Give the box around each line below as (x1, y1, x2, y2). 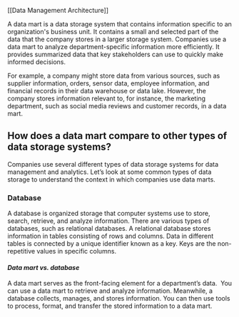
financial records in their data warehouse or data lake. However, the (7, 87, 207, 95)
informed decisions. (7, 58, 66, 66)
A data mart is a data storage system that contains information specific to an (7, 20, 232, 28)
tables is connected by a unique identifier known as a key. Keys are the (7, 239, 216, 248)
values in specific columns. (36, 247, 117, 256)
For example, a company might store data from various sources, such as (7, 71, 220, 80)
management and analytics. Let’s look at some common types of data (7, 167, 212, 176)
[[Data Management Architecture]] (7, 6, 109, 14)
